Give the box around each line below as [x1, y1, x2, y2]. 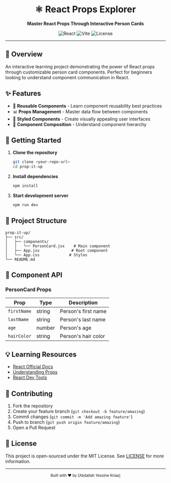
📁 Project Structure [5, 216, 67, 225]
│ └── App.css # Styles [5, 252, 88, 257]
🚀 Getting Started [5, 136, 62, 144]
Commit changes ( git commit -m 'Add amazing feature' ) [12, 414, 133, 420]
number [36, 324, 55, 331]
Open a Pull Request [12, 425, 56, 430]
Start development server [12, 192, 69, 199]
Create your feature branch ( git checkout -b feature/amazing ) [12, 408, 145, 414]
